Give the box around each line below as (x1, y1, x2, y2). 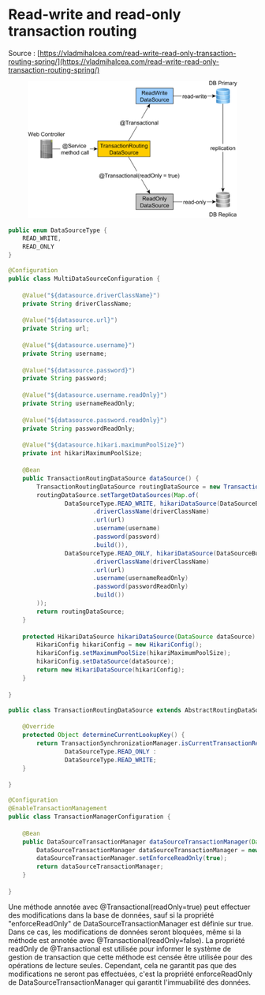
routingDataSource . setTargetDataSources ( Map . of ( (36, 491, 200, 499)
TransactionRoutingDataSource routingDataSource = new (36, 483, 221, 491)
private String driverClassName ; (22, 300, 132, 308)
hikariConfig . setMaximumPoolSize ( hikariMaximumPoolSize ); (36, 649, 231, 657)
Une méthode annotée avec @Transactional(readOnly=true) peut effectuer (8, 902, 251, 911)
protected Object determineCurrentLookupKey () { (22, 731, 185, 739)
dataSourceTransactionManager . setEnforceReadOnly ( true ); (36, 855, 227, 862)
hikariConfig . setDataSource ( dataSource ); (36, 657, 175, 666)
